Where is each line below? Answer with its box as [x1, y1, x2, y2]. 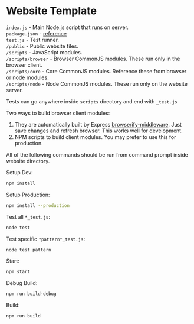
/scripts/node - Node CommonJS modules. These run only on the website [6, 80, 188, 87]
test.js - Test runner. [6, 36, 60, 43]
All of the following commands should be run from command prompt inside [6, 151, 189, 158]
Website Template [6, 4, 97, 18]
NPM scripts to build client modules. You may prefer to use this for [14, 133, 176, 140]
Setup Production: [6, 191, 50, 198]
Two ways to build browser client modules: [6, 109, 110, 116]
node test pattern [6, 247, 51, 252]
